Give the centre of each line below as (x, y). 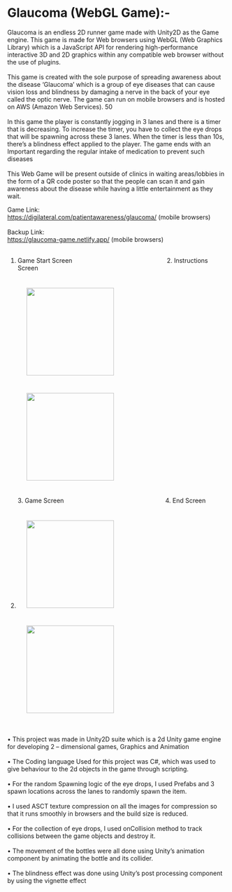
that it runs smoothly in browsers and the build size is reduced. (98, 814)
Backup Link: (26, 232)
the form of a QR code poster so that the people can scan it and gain (106, 181)
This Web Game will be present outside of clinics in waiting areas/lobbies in (116, 174)
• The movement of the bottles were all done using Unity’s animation (106, 851)
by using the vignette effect (47, 880)
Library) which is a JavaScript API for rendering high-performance (103, 47)
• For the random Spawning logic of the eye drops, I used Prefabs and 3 (111, 783)
